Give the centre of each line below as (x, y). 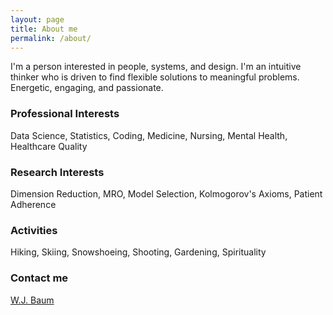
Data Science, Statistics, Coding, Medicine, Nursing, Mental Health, (149, 135)
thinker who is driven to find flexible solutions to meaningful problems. (155, 77)
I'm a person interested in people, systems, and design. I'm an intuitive (156, 67)
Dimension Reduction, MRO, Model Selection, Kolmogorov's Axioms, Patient (166, 193)
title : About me (44, 29)
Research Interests (57, 172)
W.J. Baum (32, 300)
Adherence (33, 204)
